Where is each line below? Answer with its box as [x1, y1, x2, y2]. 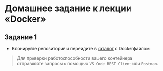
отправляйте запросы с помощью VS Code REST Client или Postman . [16, 61, 159, 66]
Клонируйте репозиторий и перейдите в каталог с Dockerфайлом [11, 46, 150, 51]
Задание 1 [4, 33, 37, 41]
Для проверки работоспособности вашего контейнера [16, 55, 132, 61]
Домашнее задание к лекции [4, 3, 131, 14]
